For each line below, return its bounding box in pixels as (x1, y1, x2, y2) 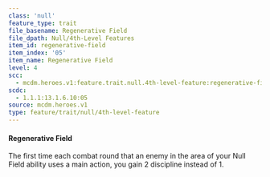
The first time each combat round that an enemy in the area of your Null (8, 151, 247, 161)
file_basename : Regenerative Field (8, 26, 128, 34)
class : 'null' (8, 11, 56, 20)
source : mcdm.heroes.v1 (8, 101, 88, 109)
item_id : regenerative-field (8, 42, 106, 50)
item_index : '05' (8, 49, 67, 57)
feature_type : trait (8, 19, 78, 27)
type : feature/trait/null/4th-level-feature (8, 109, 160, 117)
